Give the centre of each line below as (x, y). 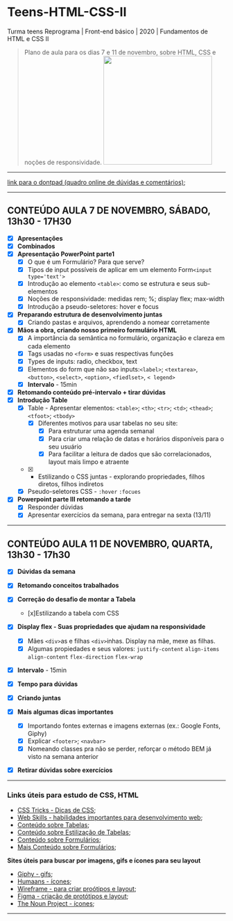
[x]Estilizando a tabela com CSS (73, 614)
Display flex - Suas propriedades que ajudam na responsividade (111, 627)
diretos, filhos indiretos (71, 484)
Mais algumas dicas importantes (65, 712)
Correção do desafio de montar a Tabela (76, 600)
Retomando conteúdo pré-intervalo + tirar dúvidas (92, 392)
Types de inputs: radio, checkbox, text (82, 361)
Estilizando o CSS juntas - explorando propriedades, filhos (121, 476)
